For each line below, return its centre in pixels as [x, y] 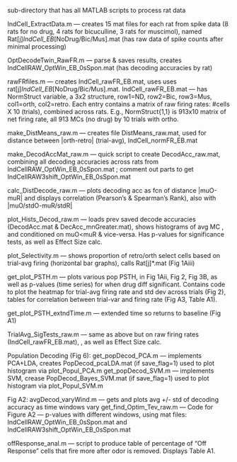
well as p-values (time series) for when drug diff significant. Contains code [116, 284]
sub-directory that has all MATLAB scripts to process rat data [97, 10]
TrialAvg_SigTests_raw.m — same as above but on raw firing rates [103, 334]
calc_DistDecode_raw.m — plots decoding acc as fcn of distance [102, 190]
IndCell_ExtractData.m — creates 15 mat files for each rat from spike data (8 [118, 24]
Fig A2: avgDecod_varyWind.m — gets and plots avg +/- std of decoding [113, 399]
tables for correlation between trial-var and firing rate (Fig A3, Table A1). [112, 299]
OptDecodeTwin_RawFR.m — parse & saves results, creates [94, 60]
